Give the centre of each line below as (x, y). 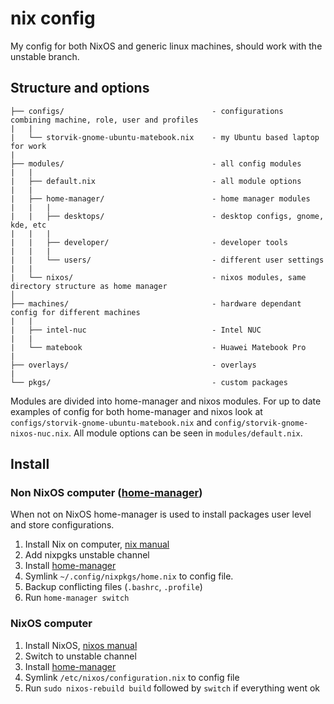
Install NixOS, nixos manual (81, 645)
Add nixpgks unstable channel (87, 555)
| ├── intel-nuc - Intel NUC (136, 330)
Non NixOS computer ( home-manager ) (106, 493)
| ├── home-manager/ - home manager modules (160, 198)
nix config (53, 18)
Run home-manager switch (77, 598)
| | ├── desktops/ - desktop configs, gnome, (167, 216)
